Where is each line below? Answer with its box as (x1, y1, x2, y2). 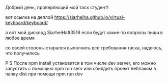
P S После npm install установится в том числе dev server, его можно (5, 60, 156, 66)
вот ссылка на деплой (5, 14, 53, 20)
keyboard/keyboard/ (5, 20, 48, 25)
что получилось (5, 50, 40, 56)
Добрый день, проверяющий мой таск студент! (5, 5, 109, 10)
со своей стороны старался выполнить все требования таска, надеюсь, (5, 45, 163, 50)
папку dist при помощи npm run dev (5, 71, 83, 77)
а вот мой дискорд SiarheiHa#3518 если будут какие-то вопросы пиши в (5, 30, 163, 35)
